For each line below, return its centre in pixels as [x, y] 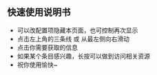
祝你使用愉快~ [38, 65]
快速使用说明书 [39, 12]
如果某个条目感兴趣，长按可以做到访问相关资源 [83, 56]
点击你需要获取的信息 [47, 47]
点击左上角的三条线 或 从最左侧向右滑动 [73, 39]
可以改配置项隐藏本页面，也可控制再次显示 [77, 30]
